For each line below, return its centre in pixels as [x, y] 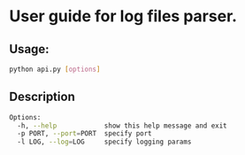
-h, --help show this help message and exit [122, 126]
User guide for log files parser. [123, 16]
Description [42, 97]
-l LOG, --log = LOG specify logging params [104, 142]
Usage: [30, 49]
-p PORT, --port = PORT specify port [84, 134]
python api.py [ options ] [55, 69]
